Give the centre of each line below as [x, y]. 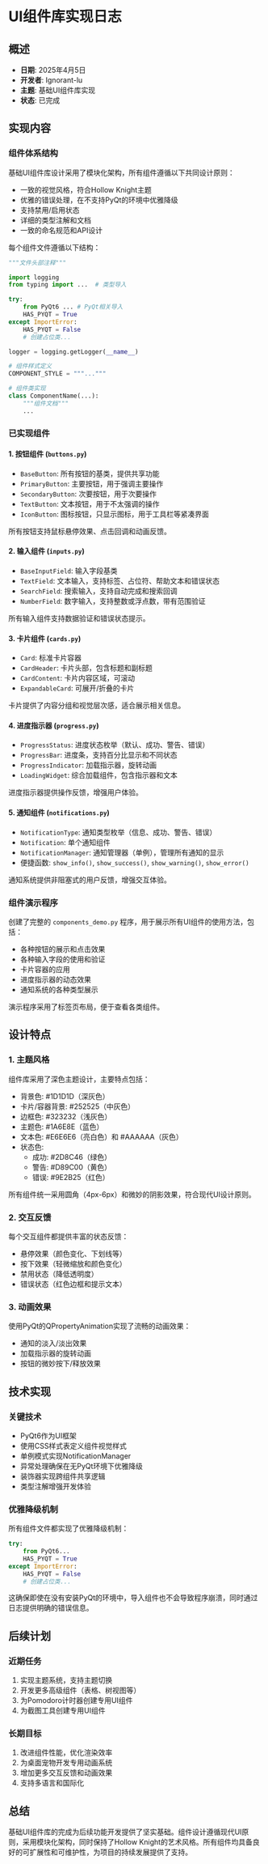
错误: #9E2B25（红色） [71, 1177]
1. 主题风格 [29, 1059]
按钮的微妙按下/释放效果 [60, 1364]
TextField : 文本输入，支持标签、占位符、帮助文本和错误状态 [120, 581]
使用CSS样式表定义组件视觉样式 [73, 1446]
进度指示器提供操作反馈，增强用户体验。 [75, 792]
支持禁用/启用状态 [50, 210]
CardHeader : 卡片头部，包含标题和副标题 [86, 668]
